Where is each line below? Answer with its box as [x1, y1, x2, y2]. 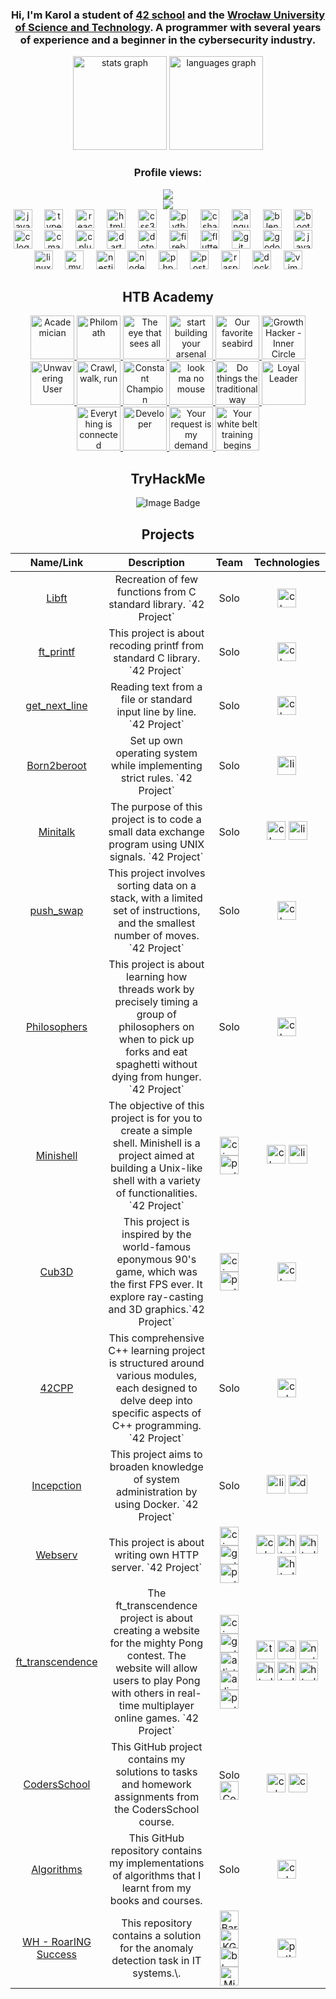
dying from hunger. [111, 1070, 202, 1084]
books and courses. [109, 1894, 203, 1908]
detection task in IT [111, 1954, 202, 1968]
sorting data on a [116, 879, 197, 893]
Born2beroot [26, 759, 87, 773]
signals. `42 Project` [109, 850, 204, 864]
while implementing [110, 759, 203, 773]
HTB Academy [122, 288, 214, 305]
